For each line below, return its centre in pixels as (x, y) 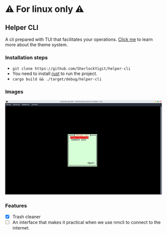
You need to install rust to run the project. (55, 74)
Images (14, 92)
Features (16, 206)
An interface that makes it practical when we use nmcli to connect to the (86, 222)
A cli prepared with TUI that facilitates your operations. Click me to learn (79, 39)
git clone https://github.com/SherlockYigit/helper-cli (71, 69)
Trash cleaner (27, 217)
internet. (21, 228)
